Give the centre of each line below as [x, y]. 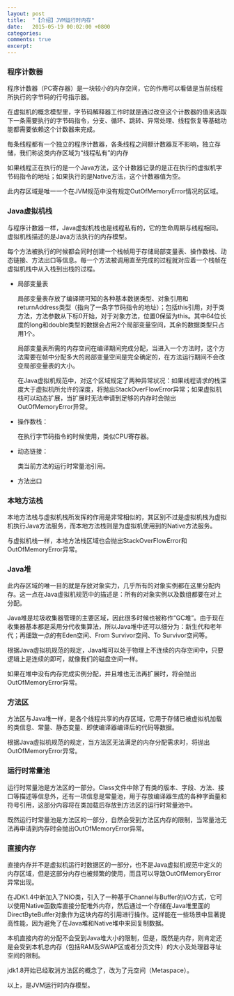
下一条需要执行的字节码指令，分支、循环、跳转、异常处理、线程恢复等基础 [114, 121]
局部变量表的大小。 [51, 365]
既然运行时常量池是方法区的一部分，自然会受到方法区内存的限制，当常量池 [114, 819]
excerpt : [20, 46]
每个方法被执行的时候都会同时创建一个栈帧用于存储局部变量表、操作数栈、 [114, 251]
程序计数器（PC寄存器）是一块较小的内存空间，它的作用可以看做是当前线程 [115, 89]
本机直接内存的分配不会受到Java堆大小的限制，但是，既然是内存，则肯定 [112, 938]
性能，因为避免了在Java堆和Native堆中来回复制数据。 [90, 923]
